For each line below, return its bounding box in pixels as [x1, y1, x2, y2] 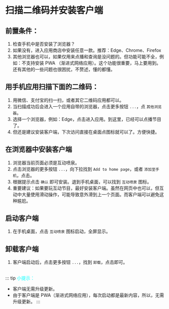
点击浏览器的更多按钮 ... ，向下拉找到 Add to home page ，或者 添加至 [12, 166, 156, 172]
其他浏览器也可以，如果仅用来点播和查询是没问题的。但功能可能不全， [12, 54, 160, 59]
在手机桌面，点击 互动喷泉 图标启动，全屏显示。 [12, 228, 111, 234]
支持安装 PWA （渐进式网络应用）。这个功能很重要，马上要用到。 [26, 60, 161, 66]
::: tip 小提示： [5, 275, 35, 281]
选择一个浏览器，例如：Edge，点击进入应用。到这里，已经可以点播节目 [12, 116, 161, 122]
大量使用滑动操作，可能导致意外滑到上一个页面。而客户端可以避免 [21, 191, 160, 197]
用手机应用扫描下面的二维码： [5, 82, 99, 91]
